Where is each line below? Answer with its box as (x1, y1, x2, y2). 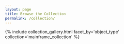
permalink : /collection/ (5, 16, 55, 21)
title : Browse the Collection (5, 11, 66, 16)
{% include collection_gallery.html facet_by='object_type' (5, 29, 120, 35)
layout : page (5, 7, 31, 12)
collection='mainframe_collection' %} (5, 34, 80, 40)
